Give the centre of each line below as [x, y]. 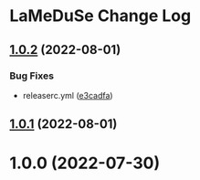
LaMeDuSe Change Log [100, 16]
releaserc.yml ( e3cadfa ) [68, 95]
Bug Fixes [32, 76]
